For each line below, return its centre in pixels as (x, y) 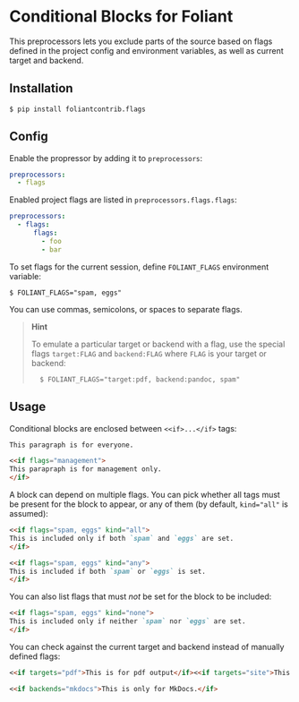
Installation (41, 88)
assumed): (29, 514)
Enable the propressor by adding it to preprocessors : (106, 158)
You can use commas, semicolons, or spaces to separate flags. (126, 309)
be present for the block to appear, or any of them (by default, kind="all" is (149, 504)
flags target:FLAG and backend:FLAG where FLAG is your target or (149, 353)
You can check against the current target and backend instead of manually (147, 646)
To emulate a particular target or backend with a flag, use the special (158, 344)
